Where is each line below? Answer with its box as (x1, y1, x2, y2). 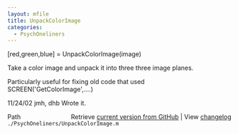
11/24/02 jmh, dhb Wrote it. (7, 99, 87, 108)
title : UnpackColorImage (7, 17, 81, 24)
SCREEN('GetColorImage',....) (7, 85, 94, 93)
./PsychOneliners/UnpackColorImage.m (7, 120, 119, 128)
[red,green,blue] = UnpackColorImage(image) (7, 50, 142, 58)
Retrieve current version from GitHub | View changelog (70, 113, 232, 121)
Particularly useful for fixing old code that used (7, 78, 145, 86)
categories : (7, 24, 43, 31)
